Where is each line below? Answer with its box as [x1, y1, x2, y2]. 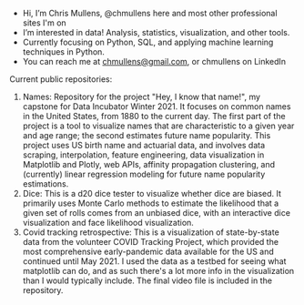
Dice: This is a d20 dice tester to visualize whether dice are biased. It [22, 188, 282, 198]
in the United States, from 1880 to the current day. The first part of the [22, 111, 286, 121]
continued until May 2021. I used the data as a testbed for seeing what [22, 256, 287, 267]
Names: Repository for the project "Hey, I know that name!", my [22, 91, 261, 102]
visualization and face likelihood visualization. [22, 218, 194, 228]
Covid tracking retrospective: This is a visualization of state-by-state [22, 227, 279, 238]
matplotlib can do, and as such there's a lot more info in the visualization [22, 266, 295, 276]
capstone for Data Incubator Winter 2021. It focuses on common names [22, 101, 291, 112]
